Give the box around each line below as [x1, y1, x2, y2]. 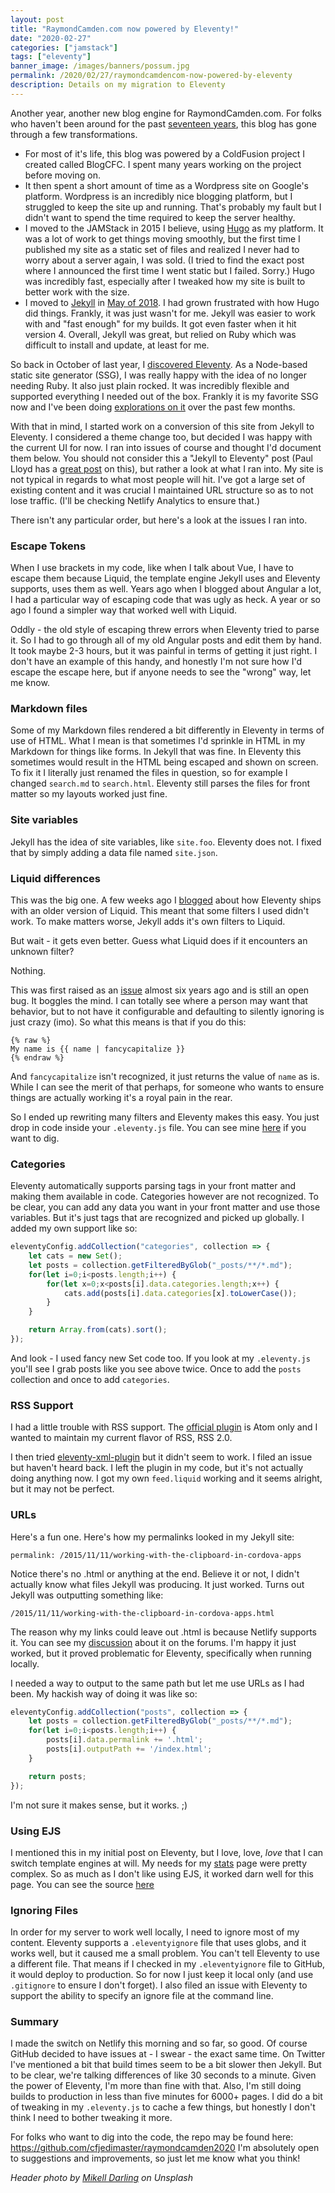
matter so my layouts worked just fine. [10, 788, 168, 800]
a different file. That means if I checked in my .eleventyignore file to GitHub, [10, 1958, 326, 1970]
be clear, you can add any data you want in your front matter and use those [10, 1201, 321, 1213]
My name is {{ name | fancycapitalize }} [10, 1044, 186, 1054]
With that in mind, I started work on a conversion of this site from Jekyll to [10, 420, 315, 432]
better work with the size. [24, 286, 130, 298]
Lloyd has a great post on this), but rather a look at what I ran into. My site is [10, 462, 324, 475]
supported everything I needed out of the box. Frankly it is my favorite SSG [10, 390, 319, 402]
